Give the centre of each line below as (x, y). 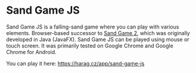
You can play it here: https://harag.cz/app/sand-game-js (75, 64)
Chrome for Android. (31, 52)
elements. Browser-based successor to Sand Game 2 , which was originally (98, 33)
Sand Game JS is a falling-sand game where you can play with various (93, 27)
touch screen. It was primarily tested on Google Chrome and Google (90, 46)
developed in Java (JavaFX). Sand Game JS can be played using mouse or (98, 39)
